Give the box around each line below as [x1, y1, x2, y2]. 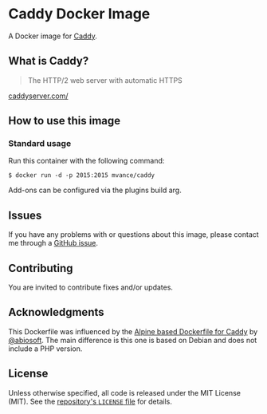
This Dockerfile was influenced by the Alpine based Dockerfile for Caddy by [8, 326, 258, 336]
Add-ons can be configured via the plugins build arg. [8, 185, 182, 195]
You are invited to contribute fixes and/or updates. [8, 282, 174, 292]
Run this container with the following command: [8, 156, 165, 166]
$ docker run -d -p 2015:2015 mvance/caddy [8, 172, 155, 179]
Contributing [8, 261, 73, 275]
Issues [8, 208, 42, 222]
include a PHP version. [8, 344, 83, 353]
